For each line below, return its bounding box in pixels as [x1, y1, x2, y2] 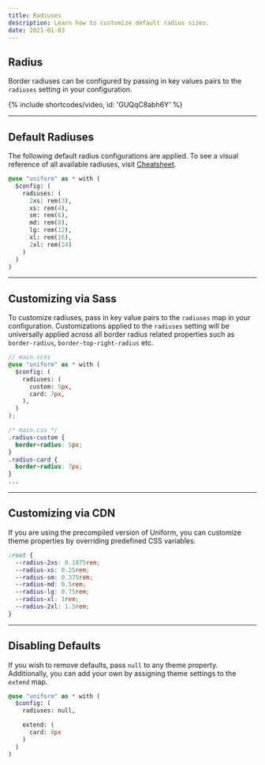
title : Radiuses [8, 11, 62, 20]
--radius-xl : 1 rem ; [15, 595, 80, 603]
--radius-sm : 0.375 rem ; [15, 573, 93, 581]
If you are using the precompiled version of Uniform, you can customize [8, 528, 242, 537]
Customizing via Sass [8, 292, 117, 305]
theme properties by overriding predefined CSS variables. [8, 535, 196, 545]
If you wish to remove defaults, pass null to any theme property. [8, 660, 218, 670]
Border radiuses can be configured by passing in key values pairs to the [8, 76, 242, 86]
